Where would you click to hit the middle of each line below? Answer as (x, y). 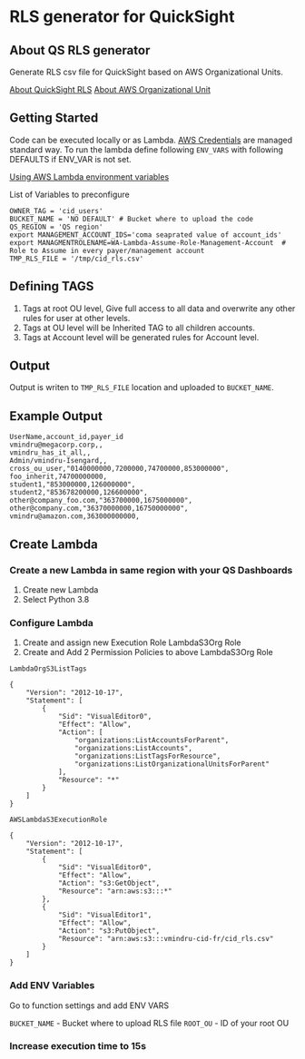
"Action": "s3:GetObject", (109, 883)
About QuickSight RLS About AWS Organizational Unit (110, 89)
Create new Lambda (60, 589)
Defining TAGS (52, 286)
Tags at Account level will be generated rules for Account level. (141, 337)
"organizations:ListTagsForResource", (148, 756)
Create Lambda (54, 544)
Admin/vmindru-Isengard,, (58, 461)
